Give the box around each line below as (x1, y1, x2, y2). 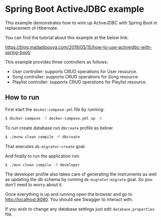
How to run (5, 93, 40, 102)
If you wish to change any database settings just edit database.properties (5, 206, 155, 212)
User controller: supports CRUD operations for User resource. (12, 68, 137, 74)
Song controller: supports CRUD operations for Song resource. (12, 74, 139, 79)
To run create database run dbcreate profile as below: (5, 125, 114, 131)
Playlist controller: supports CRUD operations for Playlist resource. (12, 79, 147, 85)
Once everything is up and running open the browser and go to (5, 191, 133, 197)
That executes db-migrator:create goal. (5, 143, 86, 149)
